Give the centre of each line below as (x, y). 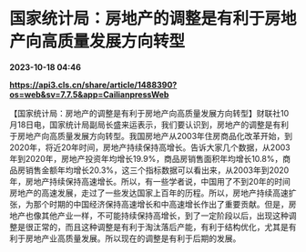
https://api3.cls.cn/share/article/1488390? (93, 85)
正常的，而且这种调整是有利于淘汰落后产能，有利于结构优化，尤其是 (161, 227)
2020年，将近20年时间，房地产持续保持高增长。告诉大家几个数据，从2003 (150, 147)
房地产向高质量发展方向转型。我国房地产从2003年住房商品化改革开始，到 (155, 136)
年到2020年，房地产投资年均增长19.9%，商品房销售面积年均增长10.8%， (146, 158)
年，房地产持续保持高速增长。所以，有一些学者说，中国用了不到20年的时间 (150, 181)
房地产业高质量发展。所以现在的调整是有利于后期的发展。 (133, 238)
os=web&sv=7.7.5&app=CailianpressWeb (89, 94)
